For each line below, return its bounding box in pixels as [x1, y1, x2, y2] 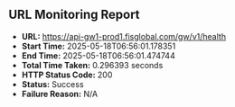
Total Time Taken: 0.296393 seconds [21, 59, 164, 70]
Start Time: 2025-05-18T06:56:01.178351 [21, 40, 176, 51]
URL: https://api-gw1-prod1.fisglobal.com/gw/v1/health [21, 31, 227, 41]
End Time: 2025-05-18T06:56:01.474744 [21, 49, 175, 61]
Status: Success [21, 78, 84, 89]
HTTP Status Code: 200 [21, 69, 113, 80]
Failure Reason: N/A [21, 88, 99, 99]
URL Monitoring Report [8, 7, 141, 22]
